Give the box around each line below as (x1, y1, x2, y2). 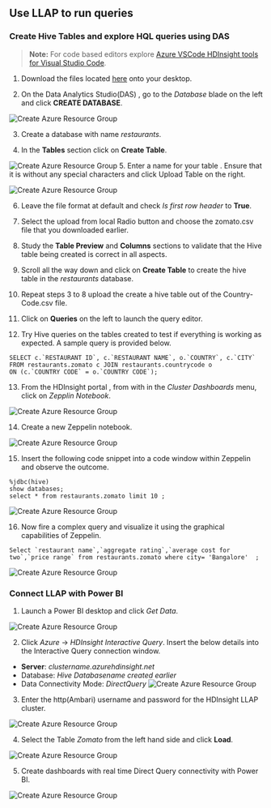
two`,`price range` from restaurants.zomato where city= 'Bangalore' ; (9, 553, 260, 562)
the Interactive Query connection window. (20, 646, 161, 656)
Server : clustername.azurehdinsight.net (20, 661, 155, 671)
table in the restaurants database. (20, 273, 134, 283)
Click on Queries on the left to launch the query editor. (20, 314, 203, 323)
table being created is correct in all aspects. (20, 249, 167, 259)
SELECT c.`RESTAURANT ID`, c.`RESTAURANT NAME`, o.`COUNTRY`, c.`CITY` (9, 353, 256, 361)
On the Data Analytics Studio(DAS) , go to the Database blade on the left (20, 89, 264, 99)
